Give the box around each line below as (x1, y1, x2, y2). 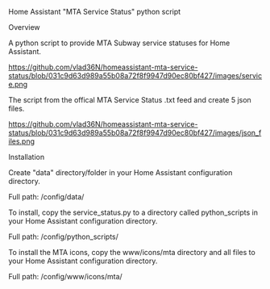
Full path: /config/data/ (8, 192, 85, 201)
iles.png (8, 136, 35, 146)
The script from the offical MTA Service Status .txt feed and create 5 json (8, 95, 251, 104)
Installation (8, 153, 45, 161)
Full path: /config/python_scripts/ (8, 232, 119, 241)
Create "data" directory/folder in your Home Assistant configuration (8, 168, 233, 177)
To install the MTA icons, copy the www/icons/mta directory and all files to (8, 248, 255, 257)
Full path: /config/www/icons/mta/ (8, 272, 123, 281)
